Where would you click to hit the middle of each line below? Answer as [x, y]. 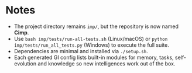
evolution [25, 63]
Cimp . [21, 32]
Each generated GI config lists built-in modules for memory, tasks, [94, 57]
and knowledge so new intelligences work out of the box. [106, 63]
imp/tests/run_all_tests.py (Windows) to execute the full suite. [91, 45]
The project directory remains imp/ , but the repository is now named [96, 26]
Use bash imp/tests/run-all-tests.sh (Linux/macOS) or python [91, 39]
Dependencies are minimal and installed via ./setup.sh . [81, 51]
